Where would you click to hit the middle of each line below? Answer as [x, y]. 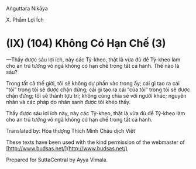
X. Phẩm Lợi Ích [25, 20]
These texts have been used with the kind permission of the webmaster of [96, 142]
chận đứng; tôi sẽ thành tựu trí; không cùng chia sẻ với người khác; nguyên [96, 95]
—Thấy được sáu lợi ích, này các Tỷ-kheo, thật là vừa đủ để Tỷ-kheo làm [93, 59]
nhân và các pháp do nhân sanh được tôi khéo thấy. [68, 102]
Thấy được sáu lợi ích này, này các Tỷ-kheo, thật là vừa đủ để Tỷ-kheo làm [96, 113]
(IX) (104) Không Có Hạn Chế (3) [86, 44]
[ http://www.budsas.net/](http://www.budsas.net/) [67, 148]
